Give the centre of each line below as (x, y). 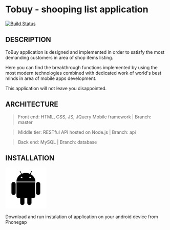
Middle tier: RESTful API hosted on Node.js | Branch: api (77, 132)
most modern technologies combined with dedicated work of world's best (83, 73)
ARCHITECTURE (32, 104)
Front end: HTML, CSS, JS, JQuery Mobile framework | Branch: (84, 117)
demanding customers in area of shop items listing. (59, 57)
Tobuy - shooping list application (77, 9)
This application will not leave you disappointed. (56, 88)
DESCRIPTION (28, 40)
